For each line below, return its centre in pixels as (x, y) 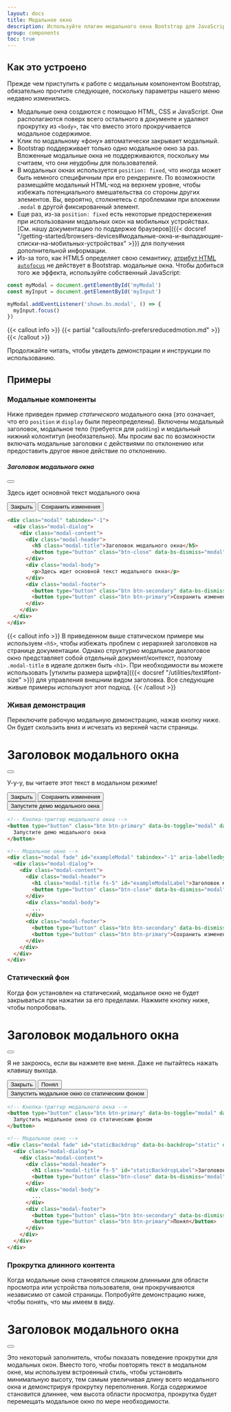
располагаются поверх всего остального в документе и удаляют (113, 118)
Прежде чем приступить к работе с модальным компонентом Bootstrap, (114, 83)
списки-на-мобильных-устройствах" (72, 243)
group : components (33, 33)
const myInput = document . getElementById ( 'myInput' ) (84, 291)
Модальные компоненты (52, 399)
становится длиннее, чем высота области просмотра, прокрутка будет (112, 1394)
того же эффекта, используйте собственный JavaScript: (99, 272)
